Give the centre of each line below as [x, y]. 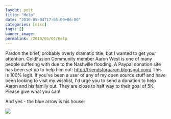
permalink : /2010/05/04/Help [36, 39]
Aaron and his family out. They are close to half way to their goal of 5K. [80, 86]
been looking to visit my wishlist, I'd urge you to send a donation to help [81, 81]
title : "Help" [20, 15]
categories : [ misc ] [26, 24]
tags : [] [15, 29]
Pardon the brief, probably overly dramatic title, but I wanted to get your [81, 53]
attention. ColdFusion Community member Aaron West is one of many [79, 58]
